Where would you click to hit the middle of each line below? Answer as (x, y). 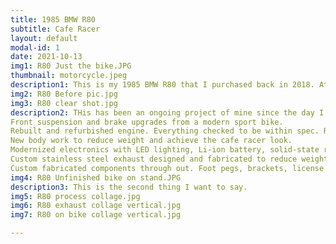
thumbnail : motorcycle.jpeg (69, 76)
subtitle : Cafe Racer (55, 29)
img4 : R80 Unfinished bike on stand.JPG (96, 177)
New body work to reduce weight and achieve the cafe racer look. (151, 141)
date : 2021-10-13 (46, 57)
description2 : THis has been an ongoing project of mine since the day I (167, 112)
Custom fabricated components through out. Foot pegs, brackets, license (167, 168)
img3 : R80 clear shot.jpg (64, 103)
